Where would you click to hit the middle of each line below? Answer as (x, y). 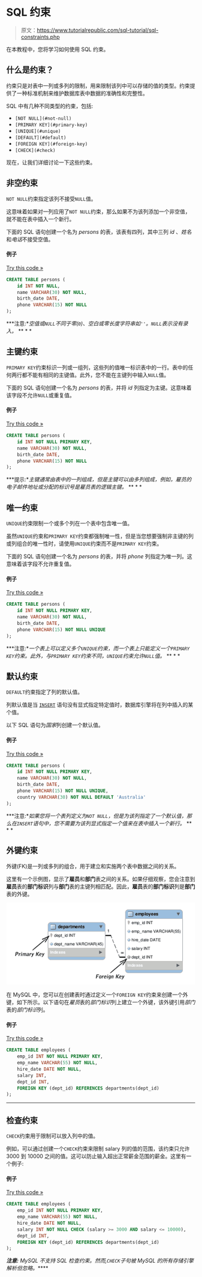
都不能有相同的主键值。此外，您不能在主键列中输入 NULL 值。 (96, 375)
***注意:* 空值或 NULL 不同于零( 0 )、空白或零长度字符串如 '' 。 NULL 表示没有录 (97, 324)
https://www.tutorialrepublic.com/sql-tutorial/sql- (98, 30)
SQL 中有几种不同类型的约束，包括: (50, 106)
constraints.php (40, 37)
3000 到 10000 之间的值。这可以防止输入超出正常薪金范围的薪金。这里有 (96, 1156)
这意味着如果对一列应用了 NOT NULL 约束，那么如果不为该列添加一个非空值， (98, 212)
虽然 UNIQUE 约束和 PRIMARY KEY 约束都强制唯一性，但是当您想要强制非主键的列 (100, 536)
